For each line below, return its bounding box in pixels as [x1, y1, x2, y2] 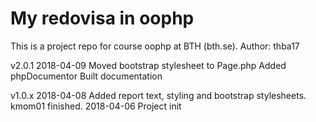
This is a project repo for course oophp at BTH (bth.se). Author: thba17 [10, 40, 300, 52]
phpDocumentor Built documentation [10, 70, 163, 82]
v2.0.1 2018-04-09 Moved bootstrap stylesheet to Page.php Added [10, 59, 287, 71]
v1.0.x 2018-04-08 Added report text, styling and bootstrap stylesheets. [10, 89, 307, 101]
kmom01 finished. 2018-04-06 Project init [10, 100, 182, 112]
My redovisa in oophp [10, 7, 195, 30]
